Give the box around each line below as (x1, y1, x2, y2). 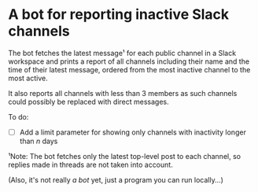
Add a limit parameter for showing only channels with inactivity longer (19, 127, 246, 137)
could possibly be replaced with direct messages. (8, 97, 169, 106)
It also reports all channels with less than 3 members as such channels (8, 88, 238, 98)
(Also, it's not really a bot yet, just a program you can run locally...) (8, 175, 224, 184)
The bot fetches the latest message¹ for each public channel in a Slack (8, 48, 237, 57)
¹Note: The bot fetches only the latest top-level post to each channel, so (8, 152, 241, 161)
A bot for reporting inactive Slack (8, 6, 230, 24)
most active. (8, 73, 49, 83)
